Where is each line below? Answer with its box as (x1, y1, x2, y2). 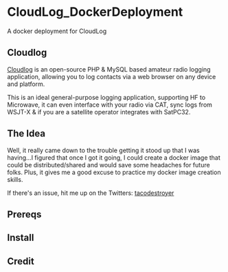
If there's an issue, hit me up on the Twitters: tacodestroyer (7, 189, 174, 197)
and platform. (7, 80, 45, 88)
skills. (7, 175, 23, 183)
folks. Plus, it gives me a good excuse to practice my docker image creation (7, 168, 221, 176)
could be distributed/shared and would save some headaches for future (7, 160, 211, 169)
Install (7, 232, 34, 244)
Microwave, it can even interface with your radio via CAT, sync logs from (7, 101, 213, 109)
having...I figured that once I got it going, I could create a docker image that (7, 153, 221, 162)
